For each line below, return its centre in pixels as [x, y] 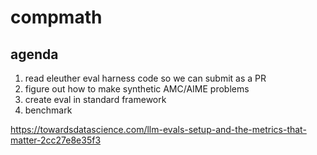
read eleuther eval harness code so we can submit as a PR [145, 78]
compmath [56, 17]
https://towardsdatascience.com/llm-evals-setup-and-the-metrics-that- [158, 129]
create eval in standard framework [95, 99]
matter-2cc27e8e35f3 [56, 140]
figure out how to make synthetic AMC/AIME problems [137, 89]
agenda [34, 54]
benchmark [48, 110]
